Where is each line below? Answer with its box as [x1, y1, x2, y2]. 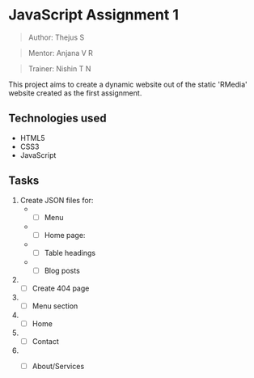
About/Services [32, 362, 85, 372]
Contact [32, 337, 59, 346]
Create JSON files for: [19, 195, 94, 205]
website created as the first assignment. [8, 87, 142, 98]
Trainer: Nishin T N [28, 63, 91, 74]
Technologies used [8, 112, 107, 125]
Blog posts [44, 265, 81, 275]
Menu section [32, 301, 78, 311]
